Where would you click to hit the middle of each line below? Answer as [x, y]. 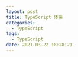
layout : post [22, 12]
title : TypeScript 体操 [35, 17]
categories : [21, 23]
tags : [13, 34]
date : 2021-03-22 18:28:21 [39, 45]
